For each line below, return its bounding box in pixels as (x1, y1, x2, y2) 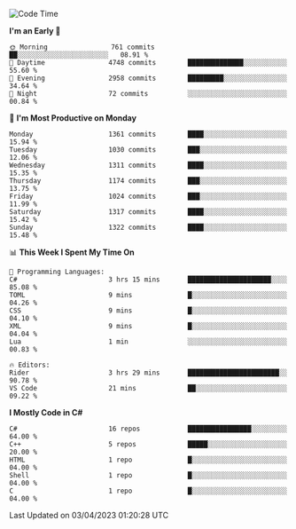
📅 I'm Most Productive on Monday (9, 113, 137, 123)
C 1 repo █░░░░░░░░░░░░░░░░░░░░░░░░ (9, 486, 288, 495)
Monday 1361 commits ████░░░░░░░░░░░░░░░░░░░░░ (9, 130, 288, 138)
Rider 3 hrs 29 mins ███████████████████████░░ (9, 368, 288, 377)
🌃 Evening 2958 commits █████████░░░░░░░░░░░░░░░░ (9, 74, 288, 83)
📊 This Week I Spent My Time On (9, 247, 135, 257)
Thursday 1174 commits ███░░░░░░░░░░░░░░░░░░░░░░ (9, 177, 288, 186)
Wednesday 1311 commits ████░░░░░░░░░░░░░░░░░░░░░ (9, 161, 288, 170)
